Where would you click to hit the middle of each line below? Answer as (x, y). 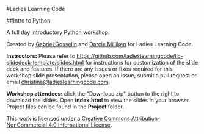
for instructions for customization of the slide (142, 62)
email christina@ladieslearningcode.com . (58, 82)
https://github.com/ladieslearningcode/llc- (130, 56)
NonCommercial (27, 125)
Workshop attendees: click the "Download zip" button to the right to (93, 93)
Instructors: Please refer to (41, 56)
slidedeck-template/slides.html (45, 62)
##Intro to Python (28, 20)
